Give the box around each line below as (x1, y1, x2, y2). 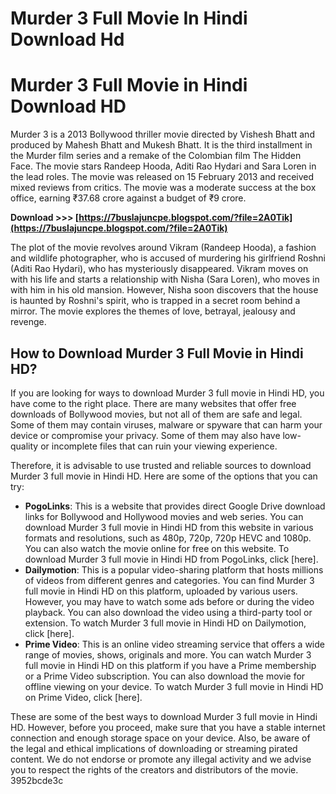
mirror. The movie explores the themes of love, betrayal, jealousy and (10, 305, 296, 317)
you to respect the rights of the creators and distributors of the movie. (10, 763, 299, 776)
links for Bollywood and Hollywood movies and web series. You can (24, 510, 304, 522)
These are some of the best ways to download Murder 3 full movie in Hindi (10, 710, 318, 722)
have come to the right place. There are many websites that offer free (10, 397, 297, 409)
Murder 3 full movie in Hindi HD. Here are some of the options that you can (10, 470, 318, 482)
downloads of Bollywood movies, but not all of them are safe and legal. (10, 408, 303, 420)
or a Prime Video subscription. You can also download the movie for (24, 670, 306, 682)
